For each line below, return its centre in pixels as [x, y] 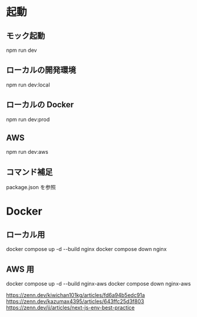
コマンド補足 [29, 172]
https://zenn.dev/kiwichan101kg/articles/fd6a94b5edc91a [76, 295]
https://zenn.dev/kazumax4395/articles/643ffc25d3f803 [75, 302]
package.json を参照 [31, 187]
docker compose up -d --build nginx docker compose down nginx [86, 249]
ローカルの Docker [40, 105]
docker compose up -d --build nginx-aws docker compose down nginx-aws [98, 284]
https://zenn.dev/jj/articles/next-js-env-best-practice [70, 308]
